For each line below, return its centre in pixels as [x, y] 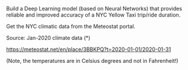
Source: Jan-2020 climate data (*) [48, 38]
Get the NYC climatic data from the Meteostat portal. [71, 26]
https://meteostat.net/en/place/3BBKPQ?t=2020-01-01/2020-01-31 [89, 49]
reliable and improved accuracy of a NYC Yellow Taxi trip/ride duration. [93, 15]
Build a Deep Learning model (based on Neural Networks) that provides [94, 9]
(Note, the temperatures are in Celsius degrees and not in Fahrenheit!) [92, 61]
